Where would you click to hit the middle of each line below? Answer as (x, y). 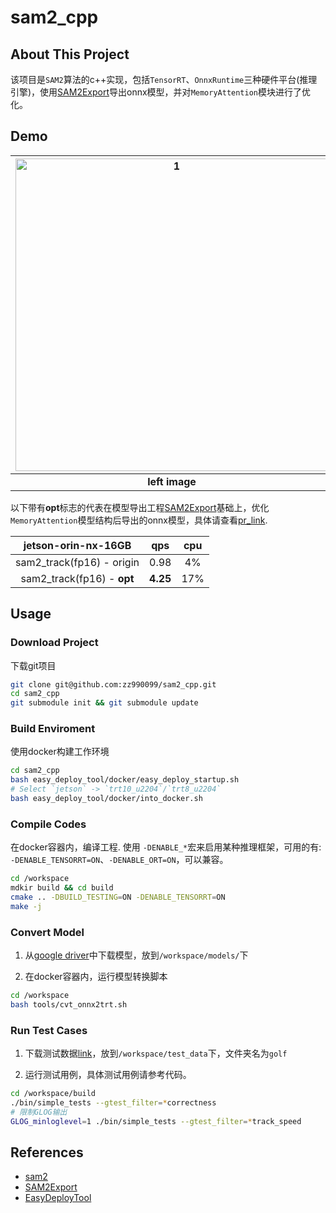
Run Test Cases (49, 1030)
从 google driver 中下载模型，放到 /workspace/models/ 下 (136, 955)
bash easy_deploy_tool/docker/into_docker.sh (106, 799)
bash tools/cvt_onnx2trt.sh (69, 1004)
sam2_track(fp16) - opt (77, 578)
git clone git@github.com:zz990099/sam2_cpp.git (113, 684)
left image (172, 481)
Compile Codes (48, 824)
